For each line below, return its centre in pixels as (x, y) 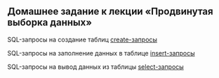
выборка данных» (50, 23)
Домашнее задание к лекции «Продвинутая (110, 12)
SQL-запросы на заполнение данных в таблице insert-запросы (101, 53)
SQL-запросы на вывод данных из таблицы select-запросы (95, 67)
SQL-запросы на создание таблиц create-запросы (82, 39)
